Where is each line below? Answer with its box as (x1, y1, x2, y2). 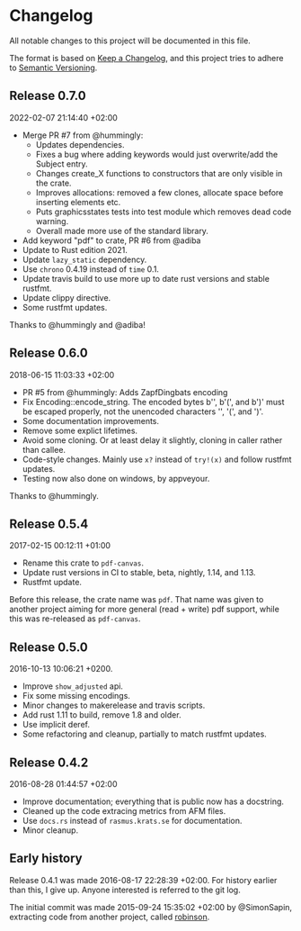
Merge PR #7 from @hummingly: (22, 130, 144, 140)
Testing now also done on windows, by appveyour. (22, 473, 210, 484)
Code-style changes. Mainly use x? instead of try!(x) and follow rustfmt (22, 454, 292, 465)
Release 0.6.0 (9, 346, 88, 361)
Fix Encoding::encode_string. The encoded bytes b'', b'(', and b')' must (22, 396, 285, 407)
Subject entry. (35, 158, 88, 169)
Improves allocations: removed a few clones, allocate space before (35, 186, 284, 198)
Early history (9, 851, 83, 866)
